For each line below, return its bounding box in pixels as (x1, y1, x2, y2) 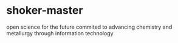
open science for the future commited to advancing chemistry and (6, 23, 173, 30)
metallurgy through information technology (6, 29, 114, 36)
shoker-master (6, 4, 83, 17)
